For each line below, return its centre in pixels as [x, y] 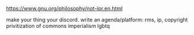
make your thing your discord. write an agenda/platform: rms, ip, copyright [97, 20]
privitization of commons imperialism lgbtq [58, 26]
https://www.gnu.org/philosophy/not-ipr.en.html [64, 8]
